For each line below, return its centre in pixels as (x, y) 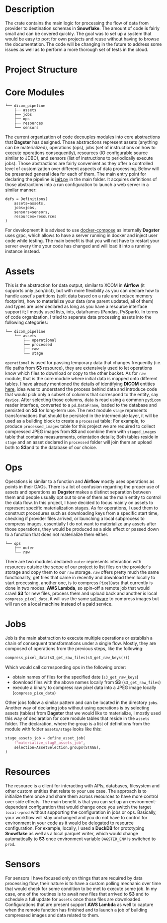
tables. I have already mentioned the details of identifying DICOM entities (80, 384)
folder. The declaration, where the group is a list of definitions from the (78, 723)
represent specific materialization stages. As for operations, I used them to (82, 508)
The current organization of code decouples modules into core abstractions (83, 137)
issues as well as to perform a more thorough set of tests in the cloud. (77, 49)
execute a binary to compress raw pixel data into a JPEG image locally (84, 688)
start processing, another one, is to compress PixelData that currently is (79, 583)
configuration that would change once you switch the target (90, 807)
